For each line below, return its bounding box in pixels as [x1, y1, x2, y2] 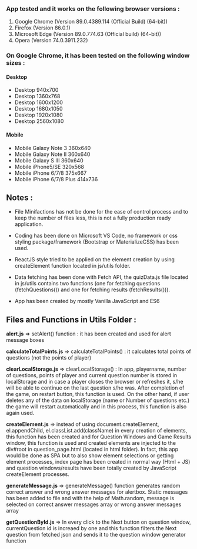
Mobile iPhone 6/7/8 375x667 [14, 169, 87, 177]
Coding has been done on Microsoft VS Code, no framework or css [14, 232, 178, 239]
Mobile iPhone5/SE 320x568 [14, 163, 84, 170]
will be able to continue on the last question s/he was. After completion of [6, 384, 185, 391]
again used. [6, 410, 35, 417]
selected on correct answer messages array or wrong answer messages [6, 501, 182, 508]
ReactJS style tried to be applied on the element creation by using [14, 256, 175, 263]
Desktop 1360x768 [14, 93, 61, 100]
